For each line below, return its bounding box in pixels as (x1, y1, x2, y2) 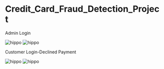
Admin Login (5, 30, 31, 36)
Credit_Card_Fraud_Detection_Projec (5, 3, 160, 15)
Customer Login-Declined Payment (5, 49, 77, 55)
